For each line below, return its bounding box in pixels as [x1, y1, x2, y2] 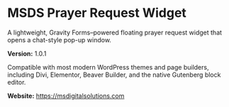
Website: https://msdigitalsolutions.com [7, 92, 125, 100]
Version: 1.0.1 [7, 49, 47, 58]
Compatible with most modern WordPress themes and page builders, [7, 63, 209, 71]
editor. [7, 77, 26, 86]
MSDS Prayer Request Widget [7, 5, 186, 21]
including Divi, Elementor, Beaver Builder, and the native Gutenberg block [7, 70, 221, 79]
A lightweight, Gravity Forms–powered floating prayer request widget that [7, 28, 222, 37]
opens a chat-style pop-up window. [7, 35, 112, 44]
